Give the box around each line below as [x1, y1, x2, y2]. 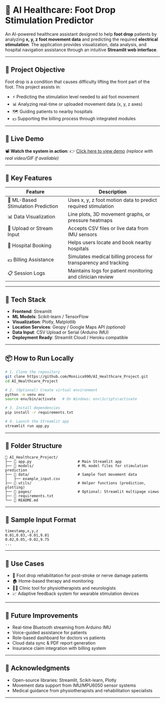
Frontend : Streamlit [12, 309, 52, 314]
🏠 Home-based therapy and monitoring [12, 578, 94, 584]
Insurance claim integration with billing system [12, 646, 107, 651]
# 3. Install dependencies [5, 405, 60, 411]
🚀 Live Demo [5, 135, 44, 143]
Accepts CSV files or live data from [68, 225, 149, 232]
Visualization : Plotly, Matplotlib [12, 319, 76, 325]
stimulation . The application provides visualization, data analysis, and [5, 41, 147, 47]
